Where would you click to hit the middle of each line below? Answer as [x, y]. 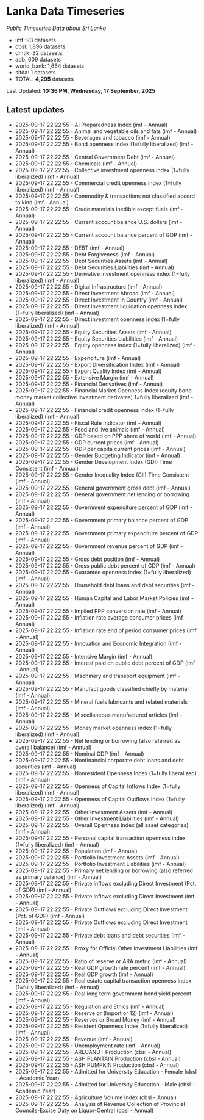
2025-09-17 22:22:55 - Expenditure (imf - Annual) [78, 358]
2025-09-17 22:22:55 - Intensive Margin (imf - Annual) [84, 656]
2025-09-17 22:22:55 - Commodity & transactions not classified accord [105, 196]
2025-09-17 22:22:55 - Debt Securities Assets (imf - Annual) [91, 261]
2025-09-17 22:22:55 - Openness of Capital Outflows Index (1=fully [100, 799]
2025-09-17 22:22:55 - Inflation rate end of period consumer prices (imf [106, 630]
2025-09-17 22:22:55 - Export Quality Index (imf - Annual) [88, 371]
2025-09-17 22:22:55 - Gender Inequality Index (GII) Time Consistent [102, 475]
